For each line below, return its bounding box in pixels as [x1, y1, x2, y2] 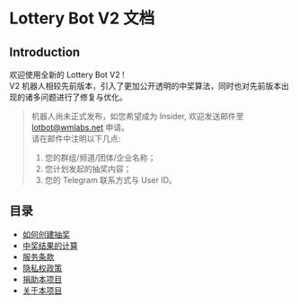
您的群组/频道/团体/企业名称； [44, 152, 156, 162]
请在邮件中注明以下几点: [31, 134, 121, 143]
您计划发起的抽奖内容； [44, 163, 132, 174]
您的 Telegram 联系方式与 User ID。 [44, 175, 178, 185]
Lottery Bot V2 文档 [9, 8, 155, 29]
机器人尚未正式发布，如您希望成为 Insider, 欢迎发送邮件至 [31, 111, 244, 121]
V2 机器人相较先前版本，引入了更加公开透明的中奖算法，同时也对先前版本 [9, 81, 282, 91]
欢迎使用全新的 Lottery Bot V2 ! [9, 69, 125, 80]
